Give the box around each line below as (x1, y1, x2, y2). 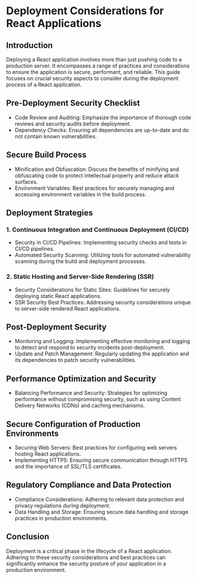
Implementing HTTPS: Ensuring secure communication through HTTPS (14, 457, 188, 464)
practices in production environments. (14, 515, 108, 522)
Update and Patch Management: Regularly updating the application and (14, 350, 189, 357)
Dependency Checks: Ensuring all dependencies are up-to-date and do (14, 126, 189, 134)
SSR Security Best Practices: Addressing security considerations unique (14, 299, 191, 306)
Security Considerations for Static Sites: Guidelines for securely (14, 286, 170, 293)
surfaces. (14, 178, 38, 185)
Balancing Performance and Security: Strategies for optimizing (14, 389, 167, 397)
